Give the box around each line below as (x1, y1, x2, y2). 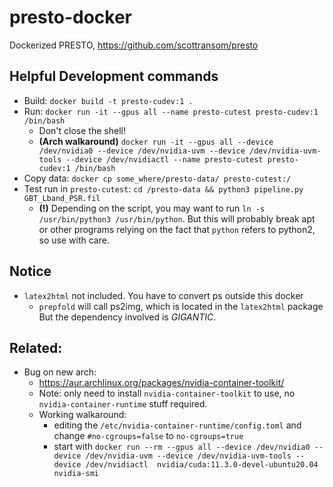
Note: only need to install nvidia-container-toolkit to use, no (38, 387, 296, 400)
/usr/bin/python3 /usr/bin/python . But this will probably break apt (38, 212, 316, 225)
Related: (9, 339, 63, 356)
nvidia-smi (53, 469, 99, 479)
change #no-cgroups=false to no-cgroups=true (53, 430, 244, 442)
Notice (9, 263, 52, 280)
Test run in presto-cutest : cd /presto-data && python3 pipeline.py (23, 182, 304, 195)
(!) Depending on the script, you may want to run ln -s (38, 202, 266, 214)
